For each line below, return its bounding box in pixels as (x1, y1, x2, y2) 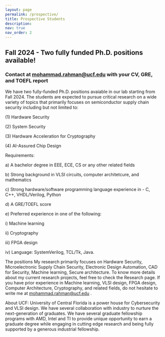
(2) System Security (5, 123, 46, 129)
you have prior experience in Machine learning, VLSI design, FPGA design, (5, 280, 157, 286)
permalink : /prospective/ (5, 12, 58, 17)
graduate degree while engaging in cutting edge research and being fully (5, 321, 154, 327)
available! (5, 56, 36, 65)
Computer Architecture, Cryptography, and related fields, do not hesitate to (5, 285, 158, 291)
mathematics (5, 177, 32, 183)
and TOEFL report (5, 77, 48, 84)
